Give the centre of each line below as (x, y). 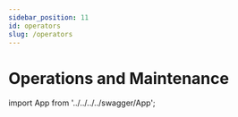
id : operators (35, 26)
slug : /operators (41, 34)
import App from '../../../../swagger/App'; (82, 103)
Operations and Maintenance (119, 78)
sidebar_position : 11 (49, 17)
